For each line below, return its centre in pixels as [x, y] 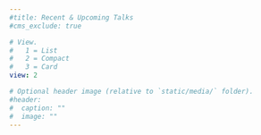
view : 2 [24, 76]
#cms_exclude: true [46, 26]
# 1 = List [34, 50]
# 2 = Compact [39, 59]
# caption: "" [38, 108]
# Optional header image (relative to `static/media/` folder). [131, 91]
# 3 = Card [34, 67]
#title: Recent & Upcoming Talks [72, 17]
